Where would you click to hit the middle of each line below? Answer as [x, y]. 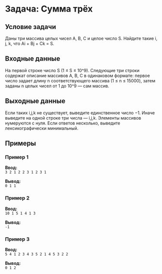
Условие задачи [31, 27]
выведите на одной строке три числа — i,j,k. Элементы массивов [73, 118]
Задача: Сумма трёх [49, 9]
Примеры [21, 144]
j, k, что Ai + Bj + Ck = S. [30, 44]
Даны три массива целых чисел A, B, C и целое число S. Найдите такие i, [81, 38]
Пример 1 [17, 157]
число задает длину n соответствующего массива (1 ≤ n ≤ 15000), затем [80, 80]
